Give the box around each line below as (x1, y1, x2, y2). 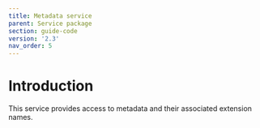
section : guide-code (8, 27, 79, 35)
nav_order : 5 (8, 42, 53, 50)
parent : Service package (8, 19, 92, 28)
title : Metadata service (8, 11, 92, 20)
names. (8, 113, 33, 122)
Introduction (8, 77, 94, 96)
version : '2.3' (8, 34, 60, 43)
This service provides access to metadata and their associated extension (8, 104, 253, 113)
